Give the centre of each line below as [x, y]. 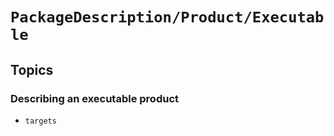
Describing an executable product [95, 98]
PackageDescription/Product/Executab [167, 17]
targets [40, 121]
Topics [32, 69]
